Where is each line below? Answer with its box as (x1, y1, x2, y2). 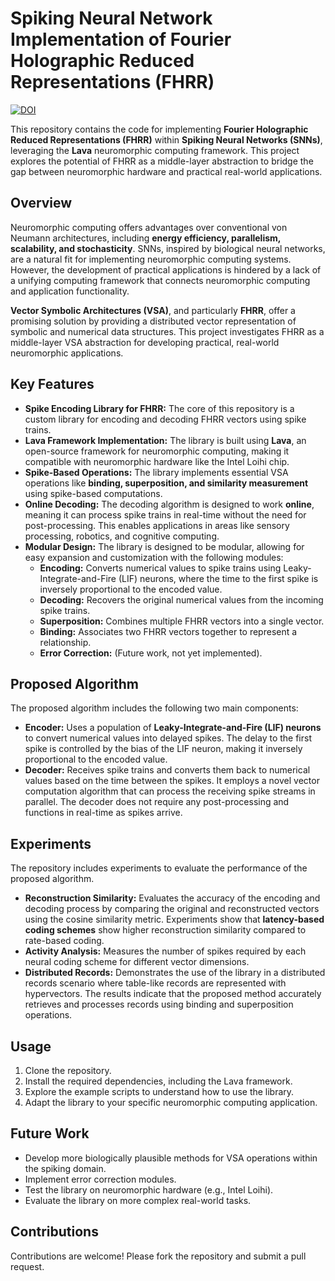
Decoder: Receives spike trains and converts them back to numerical (24, 764, 311, 776)
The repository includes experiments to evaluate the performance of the (10, 862, 308, 874)
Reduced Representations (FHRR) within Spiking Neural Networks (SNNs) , (10, 133, 323, 146)
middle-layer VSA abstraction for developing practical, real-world (10, 336, 280, 348)
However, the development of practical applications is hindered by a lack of (10, 263, 322, 276)
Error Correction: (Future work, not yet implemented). (39, 647, 263, 659)
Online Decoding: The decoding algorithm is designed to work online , (24, 498, 315, 510)
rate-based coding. (24, 935, 105, 947)
